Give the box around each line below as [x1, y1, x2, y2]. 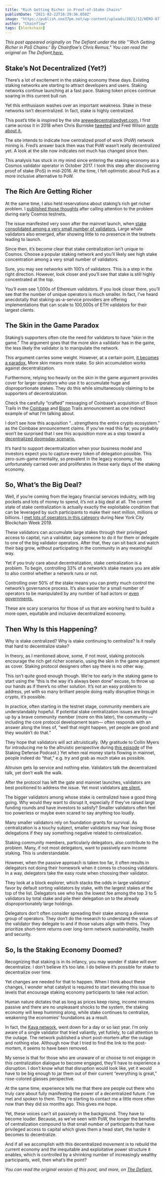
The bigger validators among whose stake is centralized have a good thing [5, 794, 157, 800]
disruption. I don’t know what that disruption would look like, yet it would [5, 1065, 152, 1071]
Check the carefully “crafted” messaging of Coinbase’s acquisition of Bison [5, 400, 158, 406]
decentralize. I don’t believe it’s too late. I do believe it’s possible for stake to [5, 964, 159, 970]
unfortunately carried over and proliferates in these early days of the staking [5, 461, 160, 467]
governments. [5, 596, 33, 602]
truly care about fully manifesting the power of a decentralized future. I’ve [5, 1091, 155, 1096]
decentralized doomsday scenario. [5, 436, 75, 442]
